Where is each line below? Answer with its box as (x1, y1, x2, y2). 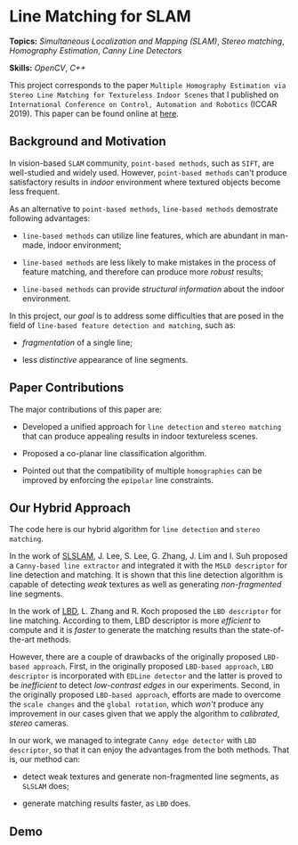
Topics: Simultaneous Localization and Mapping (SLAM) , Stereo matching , (9, 36, 285, 46)
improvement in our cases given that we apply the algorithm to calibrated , (9, 709, 280, 719)
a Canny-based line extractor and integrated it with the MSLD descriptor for (9, 560, 287, 571)
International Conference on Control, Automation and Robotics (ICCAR (9, 98, 278, 109)
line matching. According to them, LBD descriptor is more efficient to (9, 615, 261, 626)
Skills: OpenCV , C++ (9, 62, 86, 73)
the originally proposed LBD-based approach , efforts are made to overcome (9, 689, 282, 701)
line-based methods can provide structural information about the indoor (21, 283, 285, 294)
